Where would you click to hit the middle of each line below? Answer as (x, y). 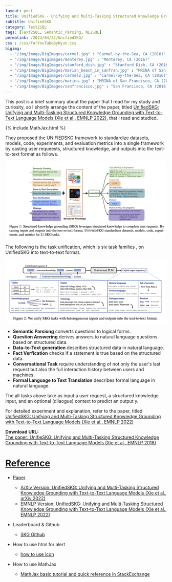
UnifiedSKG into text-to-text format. (43, 252)
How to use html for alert (39, 544)
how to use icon (37, 554)
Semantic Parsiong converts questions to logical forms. (72, 331)
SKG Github (33, 534)
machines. (24, 375)
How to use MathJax (35, 564)
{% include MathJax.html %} (36, 127)
